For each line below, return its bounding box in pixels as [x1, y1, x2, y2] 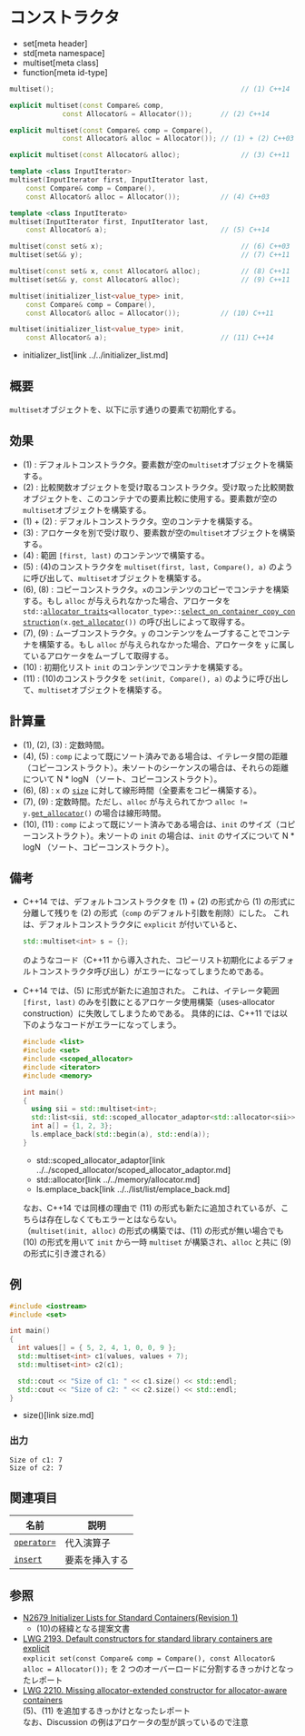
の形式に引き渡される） [22, 1248, 111, 1258]
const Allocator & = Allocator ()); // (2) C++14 [62, 109, 271, 118]
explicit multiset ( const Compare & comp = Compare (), [9, 125, 213, 135]
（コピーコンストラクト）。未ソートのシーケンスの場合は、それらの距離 [22, 762, 289, 773]
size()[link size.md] [22, 1410, 94, 1421]
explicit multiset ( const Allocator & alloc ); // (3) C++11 [9, 151, 290, 160]
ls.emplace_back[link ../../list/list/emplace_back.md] [35, 1183, 231, 1194]
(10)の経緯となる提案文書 [35, 1623, 130, 1634]
